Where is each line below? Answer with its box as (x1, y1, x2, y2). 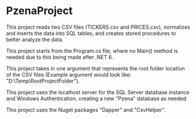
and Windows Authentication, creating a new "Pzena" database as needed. (6, 95, 188, 102)
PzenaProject (6, 4, 73, 18)
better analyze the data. (6, 36, 64, 43)
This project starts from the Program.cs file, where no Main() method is (6, 47, 178, 54)
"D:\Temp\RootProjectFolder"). (6, 77, 80, 84)
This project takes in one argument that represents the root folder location (6, 64, 185, 72)
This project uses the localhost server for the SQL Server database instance (6, 89, 190, 96)
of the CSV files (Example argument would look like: (6, 71, 131, 78)
